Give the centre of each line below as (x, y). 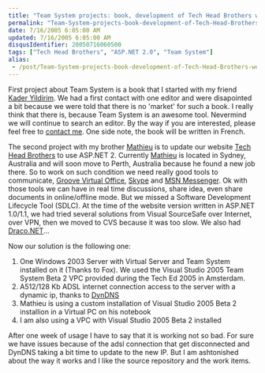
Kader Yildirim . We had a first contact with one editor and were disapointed (130, 98)
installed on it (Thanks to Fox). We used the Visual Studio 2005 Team (132, 269)
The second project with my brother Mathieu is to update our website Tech (129, 146)
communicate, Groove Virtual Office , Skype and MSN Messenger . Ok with (128, 180)
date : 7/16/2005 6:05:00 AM (54, 30)
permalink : (26, 23)
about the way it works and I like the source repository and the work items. (129, 360)
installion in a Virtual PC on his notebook (85, 311)
